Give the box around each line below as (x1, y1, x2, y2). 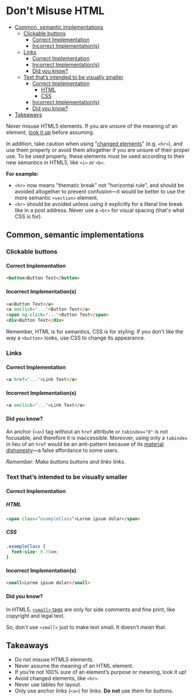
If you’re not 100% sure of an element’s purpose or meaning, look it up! (14, 669, 187, 676)
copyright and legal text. (6, 612, 65, 619)
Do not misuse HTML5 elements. (14, 656, 94, 663)
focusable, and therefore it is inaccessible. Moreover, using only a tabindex (6, 434, 188, 442)
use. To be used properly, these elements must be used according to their (6, 152, 185, 159)
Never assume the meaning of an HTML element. (14, 662, 134, 669)
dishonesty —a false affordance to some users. (6, 447, 119, 454)
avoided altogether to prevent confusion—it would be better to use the (14, 188, 185, 195)
